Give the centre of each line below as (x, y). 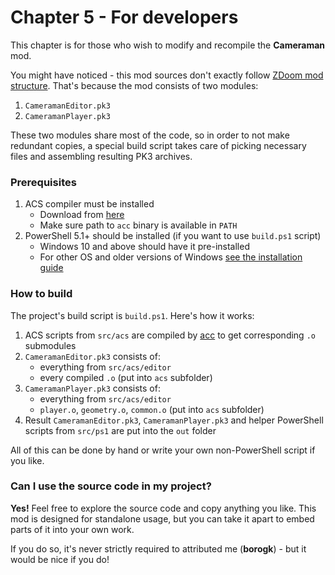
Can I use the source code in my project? (111, 486)
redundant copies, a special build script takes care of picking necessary (158, 145)
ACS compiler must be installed (89, 204)
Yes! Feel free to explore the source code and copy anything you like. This (163, 508)
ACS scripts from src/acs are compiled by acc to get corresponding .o (170, 335)
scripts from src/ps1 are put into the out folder (120, 430)
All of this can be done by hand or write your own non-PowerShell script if (163, 450)
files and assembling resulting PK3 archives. (101, 156)
